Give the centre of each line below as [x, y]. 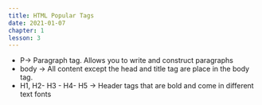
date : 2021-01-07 [37, 23]
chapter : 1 [26, 30]
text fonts [35, 94]
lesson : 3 [25, 38]
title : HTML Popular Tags [51, 16]
